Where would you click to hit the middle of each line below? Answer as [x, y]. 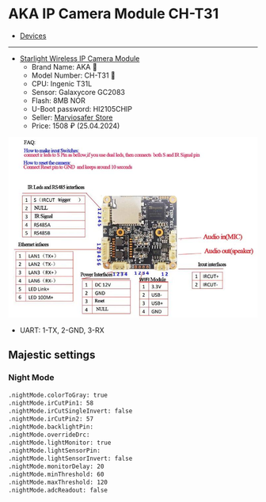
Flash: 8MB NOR [58, 101]
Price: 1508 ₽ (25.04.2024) [76, 125]
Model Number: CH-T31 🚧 [74, 75]
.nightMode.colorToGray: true [58, 395]
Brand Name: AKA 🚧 [64, 67]
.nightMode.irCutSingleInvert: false [70, 411]
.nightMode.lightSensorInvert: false [70, 458]
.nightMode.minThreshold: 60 [56, 474]
